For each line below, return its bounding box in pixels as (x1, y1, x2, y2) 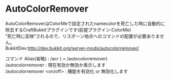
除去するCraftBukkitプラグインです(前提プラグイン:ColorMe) (5, 26, 131, 33)
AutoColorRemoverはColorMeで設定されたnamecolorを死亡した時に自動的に (5, 20, 165, 26)
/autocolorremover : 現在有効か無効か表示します (5, 62, 106, 68)
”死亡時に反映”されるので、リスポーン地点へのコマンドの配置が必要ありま (5, 33, 160, 39)
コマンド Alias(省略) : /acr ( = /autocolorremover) (5, 55, 108, 61)
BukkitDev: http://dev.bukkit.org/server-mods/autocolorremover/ (5, 45, 140, 51)
